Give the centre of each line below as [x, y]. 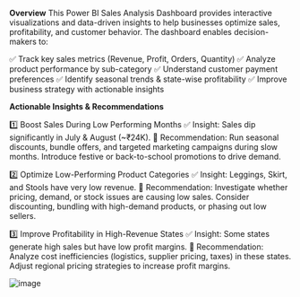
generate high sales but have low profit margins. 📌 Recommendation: [137, 247]
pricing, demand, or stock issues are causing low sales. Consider [129, 197]
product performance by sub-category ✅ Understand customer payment [144, 69]
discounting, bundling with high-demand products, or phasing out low [138, 206]
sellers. [23, 216]
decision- [252, 32]
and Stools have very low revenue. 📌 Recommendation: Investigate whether [149, 187]
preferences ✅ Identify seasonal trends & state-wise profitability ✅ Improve [148, 79]
